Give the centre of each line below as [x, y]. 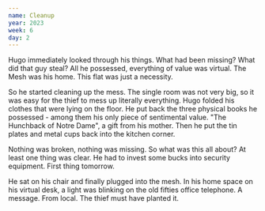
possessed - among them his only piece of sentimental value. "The [117, 117]
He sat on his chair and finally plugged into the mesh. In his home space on [131, 182]
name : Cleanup [32, 15]
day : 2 [19, 38]
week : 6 [21, 30]
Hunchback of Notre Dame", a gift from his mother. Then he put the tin [123, 126]
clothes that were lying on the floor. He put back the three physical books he [133, 109]
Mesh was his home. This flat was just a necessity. [91, 77]
